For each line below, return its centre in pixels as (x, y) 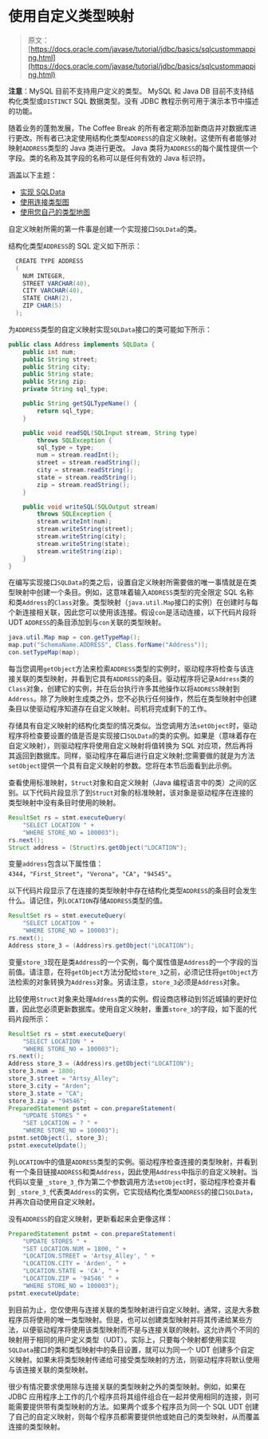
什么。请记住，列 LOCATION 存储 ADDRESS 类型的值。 (88, 901)
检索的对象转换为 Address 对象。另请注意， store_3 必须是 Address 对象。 (130, 982)
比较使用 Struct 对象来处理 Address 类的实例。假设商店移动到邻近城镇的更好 (130, 999)
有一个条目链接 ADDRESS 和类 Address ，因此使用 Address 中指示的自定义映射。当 (133, 1171)
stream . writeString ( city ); (82, 536)
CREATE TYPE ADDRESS (49, 261)
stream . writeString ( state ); (83, 544)
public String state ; (58, 374)
